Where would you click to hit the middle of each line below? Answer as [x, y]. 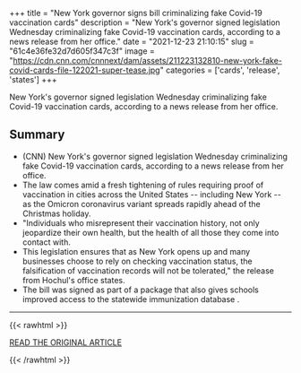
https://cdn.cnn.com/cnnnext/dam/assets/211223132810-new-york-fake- [147, 61]
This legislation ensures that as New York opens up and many [136, 251]
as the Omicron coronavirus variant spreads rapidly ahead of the [142, 204]
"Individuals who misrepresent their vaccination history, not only [141, 222]
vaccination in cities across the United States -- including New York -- [152, 194]
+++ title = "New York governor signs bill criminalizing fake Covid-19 [136, 13]
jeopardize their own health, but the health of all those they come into [150, 232]
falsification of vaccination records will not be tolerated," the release [148, 270]
